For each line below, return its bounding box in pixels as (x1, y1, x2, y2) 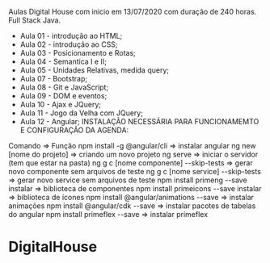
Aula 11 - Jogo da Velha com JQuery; (19, 108, 144, 118)
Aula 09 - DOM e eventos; (19, 91, 108, 100)
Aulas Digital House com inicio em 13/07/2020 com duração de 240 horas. (8, 7, 257, 16)
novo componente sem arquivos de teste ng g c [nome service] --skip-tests (8, 167, 261, 176)
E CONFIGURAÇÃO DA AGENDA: (19, 125, 129, 135)
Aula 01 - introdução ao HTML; (19, 31, 123, 40)
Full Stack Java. (8, 15, 61, 25)
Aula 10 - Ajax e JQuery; (19, 100, 102, 109)
